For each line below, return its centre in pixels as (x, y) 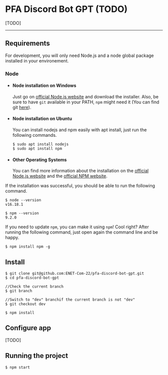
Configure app (28, 328)
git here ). (22, 107)
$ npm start (17, 367)
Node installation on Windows (44, 85)
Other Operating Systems (39, 160)
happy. (12, 238)
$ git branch (19, 291)
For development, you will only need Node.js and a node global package (79, 55)
